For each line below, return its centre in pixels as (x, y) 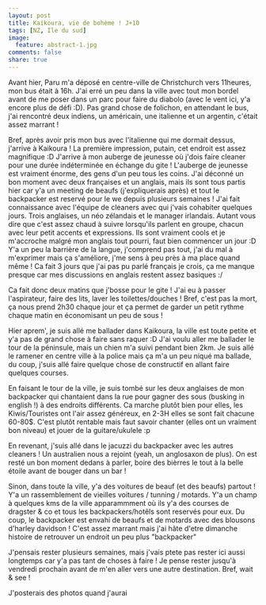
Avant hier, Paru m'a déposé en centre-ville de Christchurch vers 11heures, (130, 82)
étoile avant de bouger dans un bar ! (67, 471)
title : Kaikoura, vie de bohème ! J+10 (74, 23)
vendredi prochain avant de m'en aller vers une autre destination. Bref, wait (131, 569)
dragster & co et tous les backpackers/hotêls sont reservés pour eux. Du (127, 511)
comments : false (35, 52)
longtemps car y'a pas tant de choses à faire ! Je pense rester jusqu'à (122, 561)
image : (19, 38)
